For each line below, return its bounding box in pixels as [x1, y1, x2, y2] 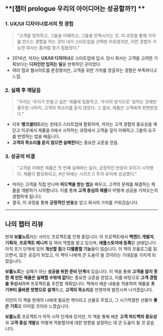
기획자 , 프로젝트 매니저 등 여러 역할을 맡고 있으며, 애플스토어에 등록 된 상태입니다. [5, 240, 158, 246]
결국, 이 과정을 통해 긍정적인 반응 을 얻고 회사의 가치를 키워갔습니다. [12, 199, 139, 206]
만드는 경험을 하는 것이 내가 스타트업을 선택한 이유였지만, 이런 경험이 [22, 39, 152, 44]
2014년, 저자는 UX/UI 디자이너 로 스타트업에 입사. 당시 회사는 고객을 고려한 [12, 55, 153, 61]
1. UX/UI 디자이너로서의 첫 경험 [5, 20, 74, 27]
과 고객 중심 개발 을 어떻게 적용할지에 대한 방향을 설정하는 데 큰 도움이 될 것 [5, 320, 146, 326]
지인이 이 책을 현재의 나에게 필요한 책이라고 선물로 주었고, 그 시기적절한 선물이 [5, 297, 153, 303]
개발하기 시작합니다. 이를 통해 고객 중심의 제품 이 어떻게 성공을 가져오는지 [21, 187, 158, 194]
